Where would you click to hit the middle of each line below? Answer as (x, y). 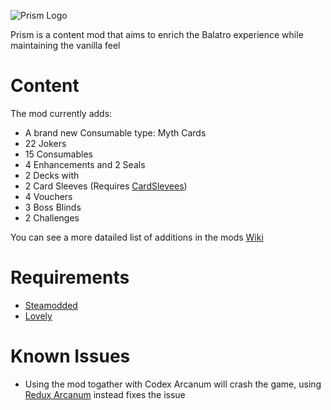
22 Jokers (45, 143)
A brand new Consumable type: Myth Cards (115, 132)
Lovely (38, 316)
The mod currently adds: (61, 113)
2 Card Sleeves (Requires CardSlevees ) (106, 186)
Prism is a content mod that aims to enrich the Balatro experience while (157, 34)
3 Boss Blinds (53, 207)
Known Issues (70, 356)
